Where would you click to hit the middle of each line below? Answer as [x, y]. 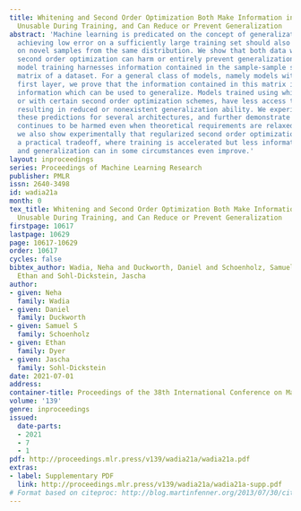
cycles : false [36, 260]
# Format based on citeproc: [64, 493]
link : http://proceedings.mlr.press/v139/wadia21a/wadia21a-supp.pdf [150, 484]
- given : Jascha [39, 359]
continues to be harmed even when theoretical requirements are [140, 126]
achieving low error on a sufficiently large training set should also [154, 43]
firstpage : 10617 [42, 226]
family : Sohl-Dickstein [61, 368]
